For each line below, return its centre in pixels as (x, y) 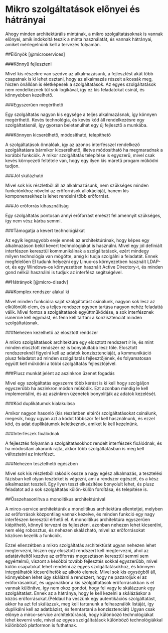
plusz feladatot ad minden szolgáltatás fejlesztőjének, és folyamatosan (78, 358)
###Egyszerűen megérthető (34, 104)
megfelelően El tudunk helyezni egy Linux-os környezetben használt (76, 262)
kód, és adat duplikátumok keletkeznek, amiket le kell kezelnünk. (72, 424)
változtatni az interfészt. (30, 454)
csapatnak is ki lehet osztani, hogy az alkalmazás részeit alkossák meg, (79, 79)
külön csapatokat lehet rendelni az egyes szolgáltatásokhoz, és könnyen (80, 566)
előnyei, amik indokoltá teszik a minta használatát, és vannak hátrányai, (79, 39)
